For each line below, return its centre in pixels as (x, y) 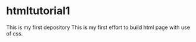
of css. (15, 33)
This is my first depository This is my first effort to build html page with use (98, 27)
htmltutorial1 (38, 11)
